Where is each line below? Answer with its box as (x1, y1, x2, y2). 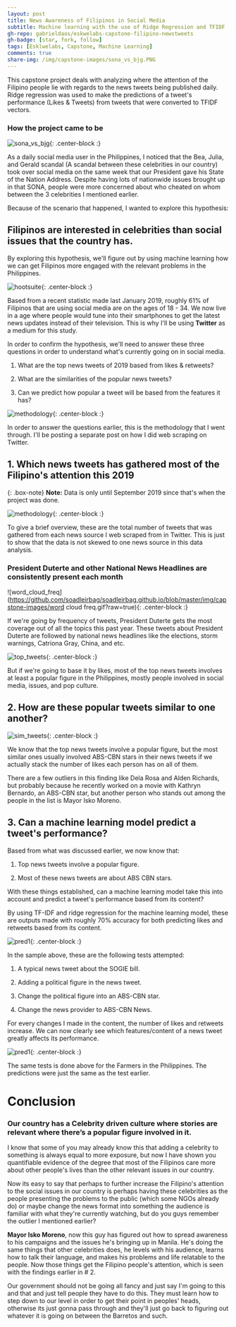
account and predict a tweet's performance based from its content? (7, 894, 204, 903)
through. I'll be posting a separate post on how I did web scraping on (7, 431, 207, 439)
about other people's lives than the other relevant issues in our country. (7, 1166, 215, 1174)
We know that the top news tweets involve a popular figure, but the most (7, 745, 218, 753)
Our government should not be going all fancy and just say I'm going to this (7, 1282, 225, 1290)
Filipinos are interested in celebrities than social (7, 224, 222, 236)
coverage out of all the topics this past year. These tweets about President (7, 624, 223, 632)
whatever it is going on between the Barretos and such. (7, 1311, 168, 1320)
